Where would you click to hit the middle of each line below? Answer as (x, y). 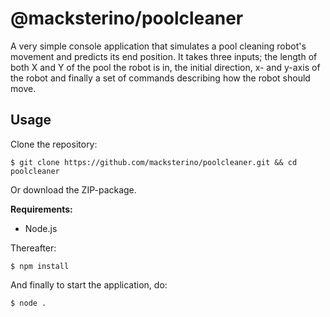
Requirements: (41, 209)
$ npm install (40, 266)
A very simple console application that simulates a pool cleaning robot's (158, 46)
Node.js (41, 228)
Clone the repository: (54, 144)
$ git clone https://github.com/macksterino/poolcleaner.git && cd (154, 162)
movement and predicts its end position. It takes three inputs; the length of (164, 56)
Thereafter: (33, 248)
